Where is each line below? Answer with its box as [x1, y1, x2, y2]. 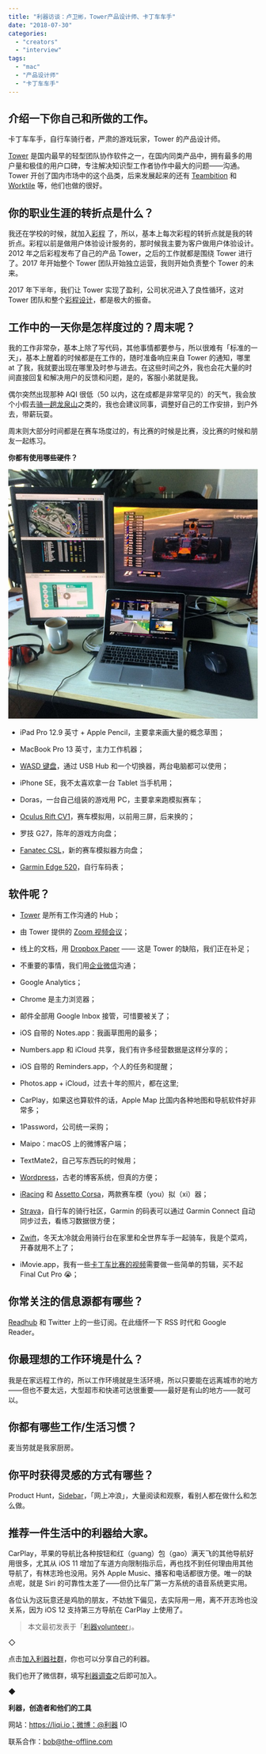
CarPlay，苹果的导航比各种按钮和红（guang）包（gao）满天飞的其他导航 [8, 1548, 247, 1558]
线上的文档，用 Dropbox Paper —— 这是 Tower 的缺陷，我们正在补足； [19, 943, 252, 953]
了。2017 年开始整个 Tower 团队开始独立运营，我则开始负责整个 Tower [8, 258, 239, 268]
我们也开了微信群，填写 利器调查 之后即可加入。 [8, 1671, 161, 1680]
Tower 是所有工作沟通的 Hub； [19, 910, 120, 919]
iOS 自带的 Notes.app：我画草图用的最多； [19, 1028, 160, 1037]
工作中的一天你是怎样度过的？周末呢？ [8, 321, 196, 334]
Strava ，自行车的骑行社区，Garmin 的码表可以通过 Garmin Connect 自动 [19, 1206, 256, 1216]
